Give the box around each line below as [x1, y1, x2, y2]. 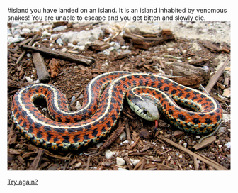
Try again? [7, 177, 38, 187]
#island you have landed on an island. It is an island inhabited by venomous [7, 6, 227, 14]
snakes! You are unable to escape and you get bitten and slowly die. [7, 13, 206, 22]
